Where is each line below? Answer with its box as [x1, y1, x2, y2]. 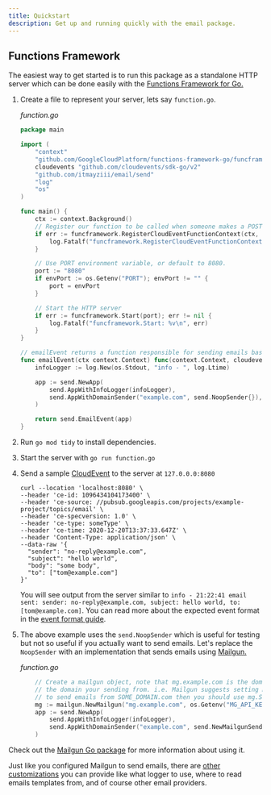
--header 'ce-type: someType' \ [19, 519, 129, 528]
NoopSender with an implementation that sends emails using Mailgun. [19, 647, 248, 657]
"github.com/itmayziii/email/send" [35, 170, 155, 178]
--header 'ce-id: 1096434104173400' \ [19, 491, 151, 500]
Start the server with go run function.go [19, 453, 156, 463]
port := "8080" [35, 267, 86, 275]
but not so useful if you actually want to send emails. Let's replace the [19, 639, 253, 648]
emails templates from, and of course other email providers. [8, 778, 207, 788]
